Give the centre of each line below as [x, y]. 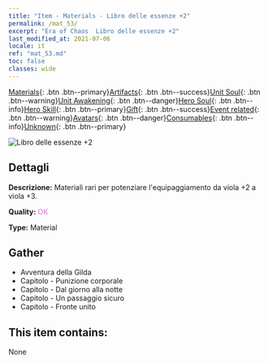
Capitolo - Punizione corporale [71, 281]
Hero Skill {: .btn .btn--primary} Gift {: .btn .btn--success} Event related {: [142, 109]
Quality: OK [28, 211]
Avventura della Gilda [56, 272]
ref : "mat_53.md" [38, 54]
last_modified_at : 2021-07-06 [60, 39]
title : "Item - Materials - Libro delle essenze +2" [99, 16]
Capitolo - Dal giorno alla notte [71, 290]
